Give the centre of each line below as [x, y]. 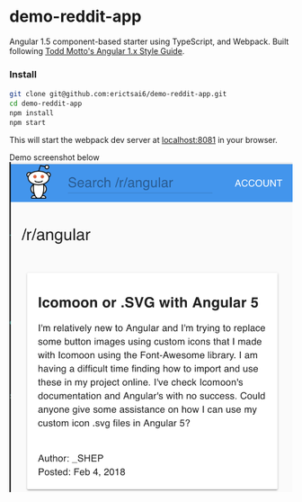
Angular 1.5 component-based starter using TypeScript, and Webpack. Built [149, 41]
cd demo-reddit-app [46, 104]
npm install [31, 113]
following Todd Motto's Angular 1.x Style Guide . [97, 50]
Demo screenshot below [55, 157]
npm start [28, 122]
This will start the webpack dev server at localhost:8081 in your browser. [144, 139]
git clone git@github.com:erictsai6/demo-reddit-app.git [118, 94]
